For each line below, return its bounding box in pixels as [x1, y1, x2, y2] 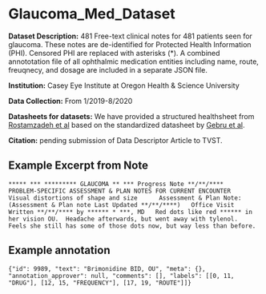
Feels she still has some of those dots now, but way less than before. [8, 221, 256, 230]
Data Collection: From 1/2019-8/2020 [8, 96, 133, 105]
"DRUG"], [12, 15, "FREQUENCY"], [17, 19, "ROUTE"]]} [8, 279, 192, 287]
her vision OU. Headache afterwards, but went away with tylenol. [8, 215, 239, 223]
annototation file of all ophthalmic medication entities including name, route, [8, 57, 259, 66]
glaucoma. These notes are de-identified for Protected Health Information [8, 39, 252, 49]
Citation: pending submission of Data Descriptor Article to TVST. [8, 135, 223, 145]
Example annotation [8, 244, 111, 257]
